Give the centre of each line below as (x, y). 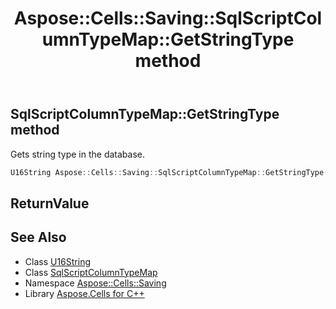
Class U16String (58, 261)
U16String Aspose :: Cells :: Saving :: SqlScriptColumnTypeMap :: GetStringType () (171, 172)
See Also (38, 237)
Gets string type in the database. (77, 154)
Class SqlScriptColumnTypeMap (91, 272)
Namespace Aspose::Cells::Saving (95, 283)
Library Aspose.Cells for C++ (84, 293)
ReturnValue (50, 203)
